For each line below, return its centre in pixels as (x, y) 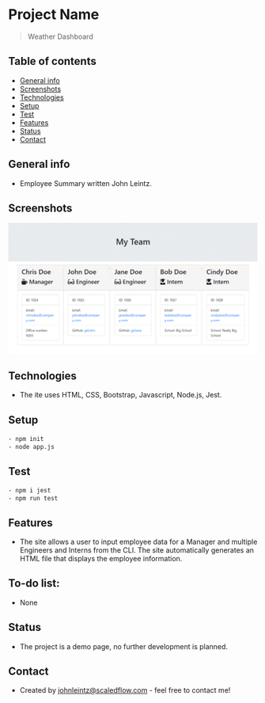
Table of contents (52, 61)
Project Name (54, 15)
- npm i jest (30, 491)
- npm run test (33, 499)
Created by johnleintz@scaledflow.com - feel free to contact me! (125, 690)
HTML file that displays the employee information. (101, 558)
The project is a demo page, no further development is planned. (123, 646)
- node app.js (32, 447)
